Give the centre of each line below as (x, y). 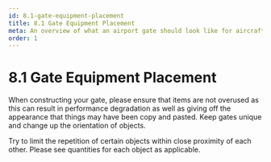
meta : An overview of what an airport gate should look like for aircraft (137, 30)
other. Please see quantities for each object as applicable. (104, 150)
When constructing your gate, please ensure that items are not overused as (134, 100)
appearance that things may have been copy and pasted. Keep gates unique (135, 117)
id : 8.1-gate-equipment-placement (67, 16)
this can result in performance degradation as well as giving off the (120, 108)
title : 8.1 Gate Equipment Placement (72, 23)
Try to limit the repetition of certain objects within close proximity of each (130, 141)
